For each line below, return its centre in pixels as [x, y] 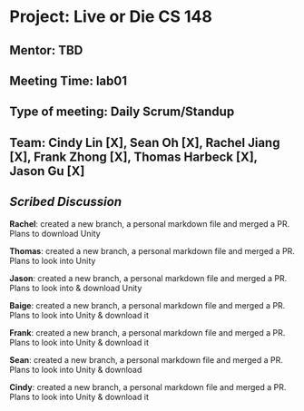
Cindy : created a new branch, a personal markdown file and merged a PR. [148, 387]
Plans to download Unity [55, 233]
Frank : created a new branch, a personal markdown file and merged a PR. [147, 332]
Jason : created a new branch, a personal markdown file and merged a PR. [148, 278]
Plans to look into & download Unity [76, 288]
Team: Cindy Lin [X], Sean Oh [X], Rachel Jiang [145, 142]
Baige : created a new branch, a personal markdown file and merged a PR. [147, 305]
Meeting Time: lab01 [68, 80]
